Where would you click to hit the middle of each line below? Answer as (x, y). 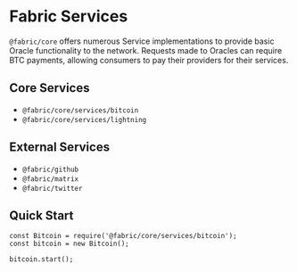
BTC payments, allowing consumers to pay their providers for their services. (149, 60)
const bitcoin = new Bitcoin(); (69, 244)
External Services (59, 148)
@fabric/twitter (52, 188)
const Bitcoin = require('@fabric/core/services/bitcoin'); (124, 236)
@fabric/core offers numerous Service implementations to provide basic (142, 41)
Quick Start (41, 215)
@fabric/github (50, 169)
